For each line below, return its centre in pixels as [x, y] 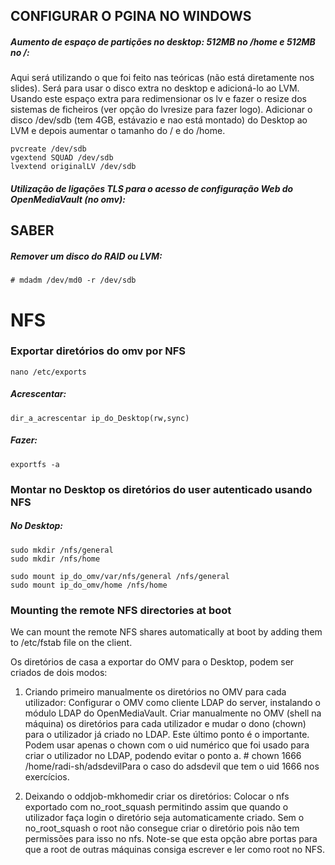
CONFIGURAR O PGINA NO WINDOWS [131, 16]
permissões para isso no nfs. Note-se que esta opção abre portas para [171, 838]
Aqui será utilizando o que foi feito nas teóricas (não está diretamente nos [162, 78]
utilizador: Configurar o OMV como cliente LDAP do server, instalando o [172, 702]
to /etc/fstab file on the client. [71, 642]
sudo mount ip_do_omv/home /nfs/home [89, 585]
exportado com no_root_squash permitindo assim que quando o [156, 806]
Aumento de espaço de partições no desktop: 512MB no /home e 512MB [163, 41]
